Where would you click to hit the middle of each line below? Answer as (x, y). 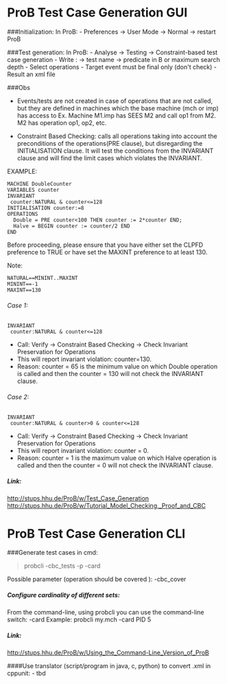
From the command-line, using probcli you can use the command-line (106, 613)
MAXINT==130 (24, 290)
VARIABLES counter (33, 190)
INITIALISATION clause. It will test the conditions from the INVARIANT (115, 151)
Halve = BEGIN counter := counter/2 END (72, 226)
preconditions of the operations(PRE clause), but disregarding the (110, 143)
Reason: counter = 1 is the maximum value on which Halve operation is (117, 458)
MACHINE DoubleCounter (39, 184)
